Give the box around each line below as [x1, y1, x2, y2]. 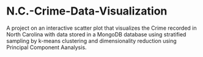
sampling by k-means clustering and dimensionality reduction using [6, 37, 177, 44]
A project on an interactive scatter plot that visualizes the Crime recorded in [6, 24, 197, 32]
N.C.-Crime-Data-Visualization [6, 4, 168, 18]
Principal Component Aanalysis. [6, 44, 87, 51]
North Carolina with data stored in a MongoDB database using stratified [6, 30, 186, 38]
